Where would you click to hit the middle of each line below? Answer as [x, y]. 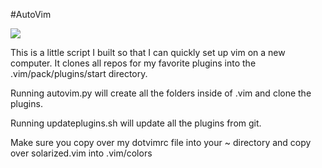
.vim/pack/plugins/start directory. [79, 73]
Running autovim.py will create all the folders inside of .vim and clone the [161, 93]
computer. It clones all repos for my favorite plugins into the [133, 63]
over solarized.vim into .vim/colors [81, 153]
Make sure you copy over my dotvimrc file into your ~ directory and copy [161, 142]
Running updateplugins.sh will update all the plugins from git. [136, 123]
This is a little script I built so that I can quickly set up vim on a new [148, 52]
